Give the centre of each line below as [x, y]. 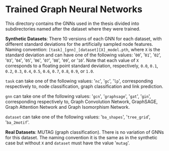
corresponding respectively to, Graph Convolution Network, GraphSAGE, [81, 101]
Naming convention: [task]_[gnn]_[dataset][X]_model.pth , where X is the [83, 49]
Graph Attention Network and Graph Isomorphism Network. [67, 107]
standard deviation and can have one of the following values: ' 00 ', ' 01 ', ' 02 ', [83, 55]
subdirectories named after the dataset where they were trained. [73, 28]
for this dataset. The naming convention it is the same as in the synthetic [81, 137]
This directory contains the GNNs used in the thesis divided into [72, 23]
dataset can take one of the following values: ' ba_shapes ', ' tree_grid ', [78, 117]
